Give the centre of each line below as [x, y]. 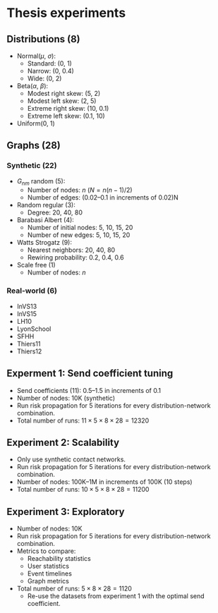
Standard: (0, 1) [49, 63]
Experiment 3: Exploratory [66, 512]
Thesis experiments [66, 13]
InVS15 [26, 314]
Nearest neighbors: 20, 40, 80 [71, 250]
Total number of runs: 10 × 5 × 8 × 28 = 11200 [83, 490]
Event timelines [49, 573]
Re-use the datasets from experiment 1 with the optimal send [116, 596]
